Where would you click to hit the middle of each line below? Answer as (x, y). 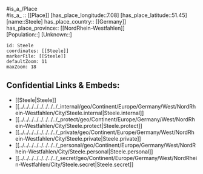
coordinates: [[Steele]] (38, 51)
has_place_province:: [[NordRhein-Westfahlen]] (66, 28)
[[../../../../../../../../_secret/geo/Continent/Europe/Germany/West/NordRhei (106, 158)
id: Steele (20, 45)
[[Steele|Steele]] (35, 100)
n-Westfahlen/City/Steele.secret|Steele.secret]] (74, 164)
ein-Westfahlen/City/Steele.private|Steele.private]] (78, 138)
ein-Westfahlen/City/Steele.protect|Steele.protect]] (78, 125)
